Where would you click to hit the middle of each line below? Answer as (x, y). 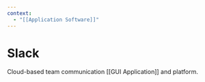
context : (19, 13)
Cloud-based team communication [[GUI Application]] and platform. (102, 72)
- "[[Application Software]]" (56, 20)
